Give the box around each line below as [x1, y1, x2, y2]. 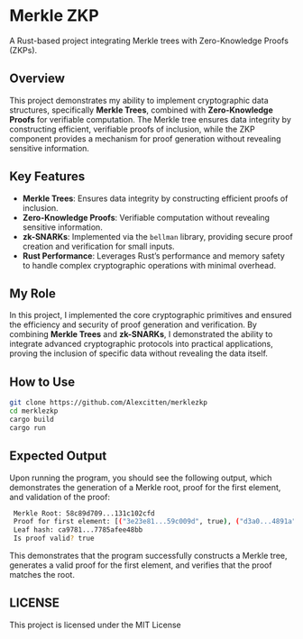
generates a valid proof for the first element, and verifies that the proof [9, 560, 272, 571]
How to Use [9, 374, 76, 389]
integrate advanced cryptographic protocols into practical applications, [9, 339, 273, 350]
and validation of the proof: [9, 491, 111, 502]
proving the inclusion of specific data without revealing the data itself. [9, 348, 269, 359]
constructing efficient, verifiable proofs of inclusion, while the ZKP [9, 123, 255, 134]
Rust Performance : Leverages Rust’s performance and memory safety [22, 250, 286, 261]
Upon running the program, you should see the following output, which [9, 472, 272, 483]
